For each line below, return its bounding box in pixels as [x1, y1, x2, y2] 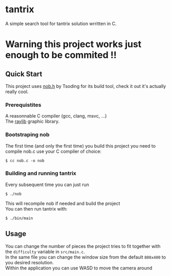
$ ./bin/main [5, 216, 33, 221]
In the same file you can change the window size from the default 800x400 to [5, 254, 166, 260]
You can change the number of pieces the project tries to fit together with [5, 243, 161, 249]
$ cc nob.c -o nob [5, 158, 45, 163]
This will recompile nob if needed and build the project [5, 200, 120, 206]
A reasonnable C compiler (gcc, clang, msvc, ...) [5, 113, 107, 119]
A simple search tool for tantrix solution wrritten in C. [5, 20, 117, 27]
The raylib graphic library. [5, 119, 60, 125]
